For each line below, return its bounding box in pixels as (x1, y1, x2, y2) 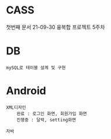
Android (6, 84, 47, 98)
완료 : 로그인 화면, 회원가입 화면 (16, 110, 87, 117)
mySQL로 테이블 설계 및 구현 (6, 65, 66, 71)
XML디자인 (6, 105, 26, 110)
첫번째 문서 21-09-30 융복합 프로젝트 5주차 (6, 23, 105, 30)
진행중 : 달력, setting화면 (16, 117, 77, 123)
